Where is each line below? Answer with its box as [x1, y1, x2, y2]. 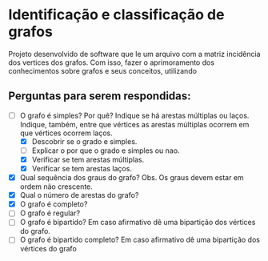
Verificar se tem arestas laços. [31, 164, 132, 173]
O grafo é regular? [19, 208, 81, 218]
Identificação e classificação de [8, 6, 225, 24]
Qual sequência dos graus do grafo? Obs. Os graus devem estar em [19, 173, 244, 183]
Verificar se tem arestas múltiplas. [31, 155, 145, 164]
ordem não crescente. [19, 182, 94, 191]
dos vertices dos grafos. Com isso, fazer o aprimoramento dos [8, 58, 214, 67]
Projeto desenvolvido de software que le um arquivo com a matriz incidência [8, 49, 261, 58]
